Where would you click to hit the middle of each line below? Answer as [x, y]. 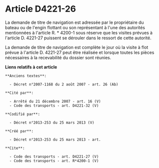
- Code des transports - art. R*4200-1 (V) [54, 161]
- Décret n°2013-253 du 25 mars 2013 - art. [55, 139]
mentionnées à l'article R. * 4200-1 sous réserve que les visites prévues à [79, 33]
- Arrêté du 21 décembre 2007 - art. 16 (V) [55, 101]
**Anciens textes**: [26, 76]
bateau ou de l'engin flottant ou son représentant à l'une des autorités [75, 27]
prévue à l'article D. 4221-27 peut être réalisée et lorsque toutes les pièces [80, 52]
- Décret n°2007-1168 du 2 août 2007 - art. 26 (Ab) [64, 84]
